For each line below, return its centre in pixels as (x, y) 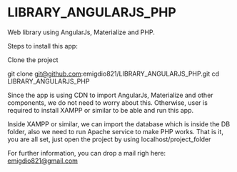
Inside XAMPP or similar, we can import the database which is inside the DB (119, 124)
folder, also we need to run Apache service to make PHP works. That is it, (115, 131)
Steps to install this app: (43, 46)
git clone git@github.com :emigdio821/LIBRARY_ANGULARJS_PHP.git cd (114, 74)
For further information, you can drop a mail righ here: (87, 153)
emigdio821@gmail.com (43, 161)
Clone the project (33, 60)
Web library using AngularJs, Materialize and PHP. (81, 32)
